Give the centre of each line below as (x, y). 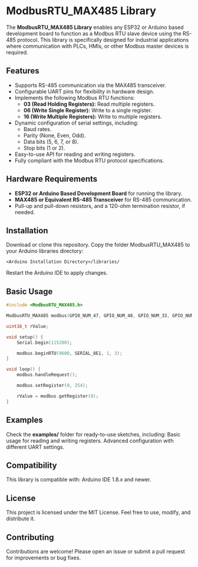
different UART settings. (35, 447)
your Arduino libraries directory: (45, 251)
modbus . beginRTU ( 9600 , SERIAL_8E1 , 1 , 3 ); (70, 353)
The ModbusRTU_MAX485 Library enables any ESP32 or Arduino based (95, 27)
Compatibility (32, 465)
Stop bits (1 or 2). (44, 148)
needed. (25, 212)
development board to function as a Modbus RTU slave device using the (94, 33)
